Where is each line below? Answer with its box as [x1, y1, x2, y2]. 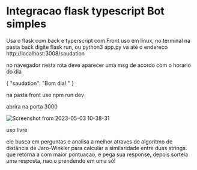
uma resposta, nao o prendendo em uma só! [6, 157, 116, 164]
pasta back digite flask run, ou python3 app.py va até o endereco [6, 43, 168, 51]
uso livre [6, 126, 28, 133]
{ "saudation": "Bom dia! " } [6, 80, 74, 87]
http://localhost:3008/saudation [6, 49, 85, 57]
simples [6, 17, 47, 31]
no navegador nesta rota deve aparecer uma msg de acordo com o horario [6, 61, 191, 69]
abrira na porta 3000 [6, 102, 58, 110]
